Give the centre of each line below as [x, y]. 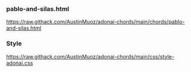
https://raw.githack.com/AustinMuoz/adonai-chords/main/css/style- [90, 57]
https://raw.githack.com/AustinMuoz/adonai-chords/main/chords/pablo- [95, 22]
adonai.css [20, 63]
